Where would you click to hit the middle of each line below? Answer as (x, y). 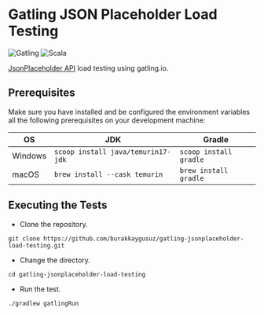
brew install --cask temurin (108, 174)
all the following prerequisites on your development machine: (107, 120)
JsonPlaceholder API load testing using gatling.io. (88, 68)
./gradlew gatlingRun (44, 303)
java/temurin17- (141, 152)
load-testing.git (37, 245)
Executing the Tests (58, 205)
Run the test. (40, 289)
